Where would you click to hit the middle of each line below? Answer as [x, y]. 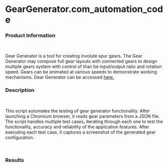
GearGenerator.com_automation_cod [84, 9]
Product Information [30, 35]
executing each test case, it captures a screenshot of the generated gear [80, 132]
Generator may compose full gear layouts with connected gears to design [81, 61]
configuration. [20, 137]
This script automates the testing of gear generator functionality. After [78, 110]
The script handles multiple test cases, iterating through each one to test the [84, 121]
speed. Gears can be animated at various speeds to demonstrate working [81, 72]
